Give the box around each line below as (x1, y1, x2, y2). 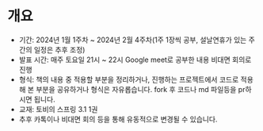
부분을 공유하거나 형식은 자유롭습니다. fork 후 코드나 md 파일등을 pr (36, 84, 246, 94)
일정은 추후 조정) (33, 44, 86, 54)
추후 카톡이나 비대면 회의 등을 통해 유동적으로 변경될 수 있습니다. (18, 114, 218, 124)
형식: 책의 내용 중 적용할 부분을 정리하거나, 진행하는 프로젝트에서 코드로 (18, 75, 239, 84)
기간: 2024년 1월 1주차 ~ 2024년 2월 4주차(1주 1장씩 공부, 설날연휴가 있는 (18, 35, 247, 44)
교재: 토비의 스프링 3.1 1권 (18, 104, 98, 114)
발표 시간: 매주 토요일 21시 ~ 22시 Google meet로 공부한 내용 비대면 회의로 (18, 55, 252, 64)
